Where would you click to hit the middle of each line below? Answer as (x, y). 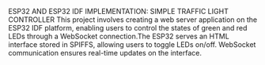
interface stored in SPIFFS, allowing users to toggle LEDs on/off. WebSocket (132, 45)
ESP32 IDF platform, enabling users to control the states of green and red (128, 28)
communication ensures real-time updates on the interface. (105, 53)
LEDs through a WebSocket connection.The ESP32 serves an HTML (119, 36)
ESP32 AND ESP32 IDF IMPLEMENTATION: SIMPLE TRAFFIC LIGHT (119, 11)
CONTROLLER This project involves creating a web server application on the (133, 20)
